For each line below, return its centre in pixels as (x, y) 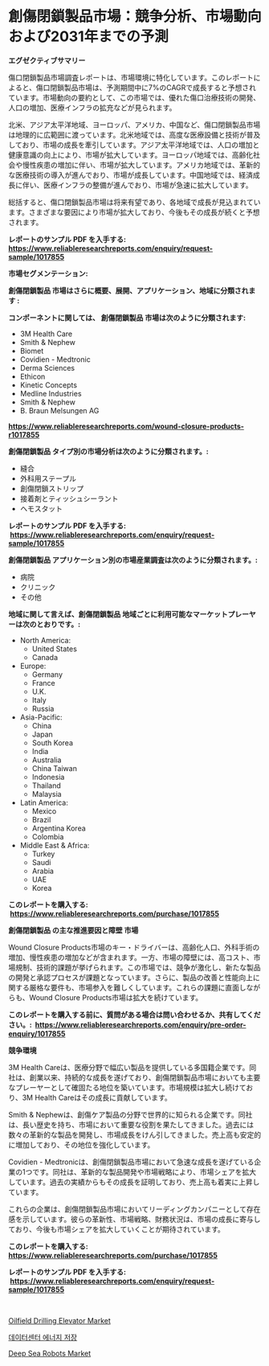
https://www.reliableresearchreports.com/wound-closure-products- (126, 426)
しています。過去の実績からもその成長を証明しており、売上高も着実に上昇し (134, 1182)
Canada (45, 657)
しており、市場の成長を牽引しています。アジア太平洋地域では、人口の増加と (134, 145)
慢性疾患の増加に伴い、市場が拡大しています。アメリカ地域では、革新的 (141, 165)
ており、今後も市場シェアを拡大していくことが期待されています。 (116, 1229)
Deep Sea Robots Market (50, 1353)
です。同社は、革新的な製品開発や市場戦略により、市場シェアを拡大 (144, 1171)
